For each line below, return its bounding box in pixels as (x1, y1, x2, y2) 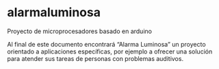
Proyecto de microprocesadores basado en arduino (7, 27, 153, 35)
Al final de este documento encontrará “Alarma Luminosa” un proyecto (7, 40, 207, 48)
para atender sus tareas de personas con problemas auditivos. (7, 54, 183, 62)
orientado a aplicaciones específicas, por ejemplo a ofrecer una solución (7, 47, 213, 55)
